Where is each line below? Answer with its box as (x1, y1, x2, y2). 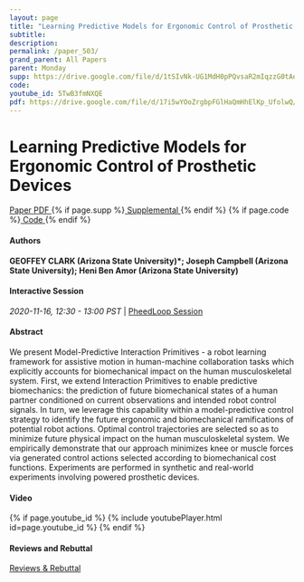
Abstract (9, 327, 43, 338)
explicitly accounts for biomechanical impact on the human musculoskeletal (9, 366, 292, 377)
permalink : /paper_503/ (9, 47, 100, 56)
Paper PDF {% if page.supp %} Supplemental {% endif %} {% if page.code (9, 205, 290, 215)
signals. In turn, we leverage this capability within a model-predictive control (9, 404, 294, 415)
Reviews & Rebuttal (9, 563, 81, 574)
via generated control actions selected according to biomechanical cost (9, 452, 277, 463)
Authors (9, 234, 42, 245)
